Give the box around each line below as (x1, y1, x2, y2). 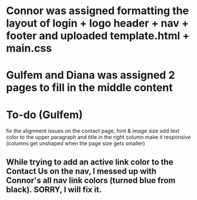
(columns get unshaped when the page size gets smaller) (6, 140, 145, 147)
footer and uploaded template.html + (6, 29, 190, 42)
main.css (6, 42, 52, 55)
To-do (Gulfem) (6, 108, 84, 121)
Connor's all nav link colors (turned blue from (6, 175, 176, 185)
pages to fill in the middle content (6, 81, 173, 95)
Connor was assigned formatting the (6, 4, 189, 18)
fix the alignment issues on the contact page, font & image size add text (6, 128, 180, 135)
